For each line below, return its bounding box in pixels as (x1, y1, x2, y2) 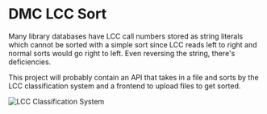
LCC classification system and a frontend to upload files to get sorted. (8, 81, 241, 91)
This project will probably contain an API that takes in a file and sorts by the (8, 72, 260, 82)
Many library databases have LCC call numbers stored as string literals (8, 31, 244, 41)
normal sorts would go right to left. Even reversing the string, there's (8, 48, 236, 58)
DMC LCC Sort (8, 5, 107, 23)
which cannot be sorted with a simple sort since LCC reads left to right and (8, 39, 257, 49)
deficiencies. (8, 57, 52, 67)
